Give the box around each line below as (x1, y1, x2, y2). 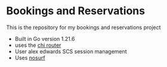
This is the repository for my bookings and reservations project (6, 24, 161, 31)
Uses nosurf (14, 54, 46, 61)
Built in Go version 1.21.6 (14, 35, 75, 42)
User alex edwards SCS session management (14, 47, 127, 55)
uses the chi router (14, 42, 61, 49)
